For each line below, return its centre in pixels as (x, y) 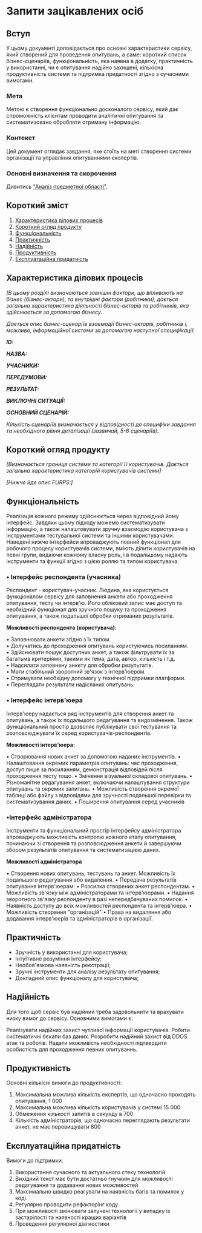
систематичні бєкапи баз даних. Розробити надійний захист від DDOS (97, 1036)
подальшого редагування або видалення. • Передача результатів (91, 880)
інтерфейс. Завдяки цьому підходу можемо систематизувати (86, 522)
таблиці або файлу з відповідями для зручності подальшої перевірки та (99, 795)
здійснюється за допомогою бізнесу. (54, 312)
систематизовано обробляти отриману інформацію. (73, 122)
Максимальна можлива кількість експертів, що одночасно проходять (105, 1095)
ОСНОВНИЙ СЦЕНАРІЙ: (38, 412)
